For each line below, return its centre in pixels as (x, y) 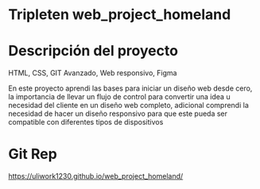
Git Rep (33, 154)
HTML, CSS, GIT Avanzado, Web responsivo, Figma (93, 73)
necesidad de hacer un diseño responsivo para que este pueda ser (118, 114)
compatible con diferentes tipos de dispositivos (86, 122)
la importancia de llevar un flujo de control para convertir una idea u (119, 97)
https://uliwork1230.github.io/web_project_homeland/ (96, 176)
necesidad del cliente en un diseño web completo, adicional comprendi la (128, 106)
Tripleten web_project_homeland (120, 15)
